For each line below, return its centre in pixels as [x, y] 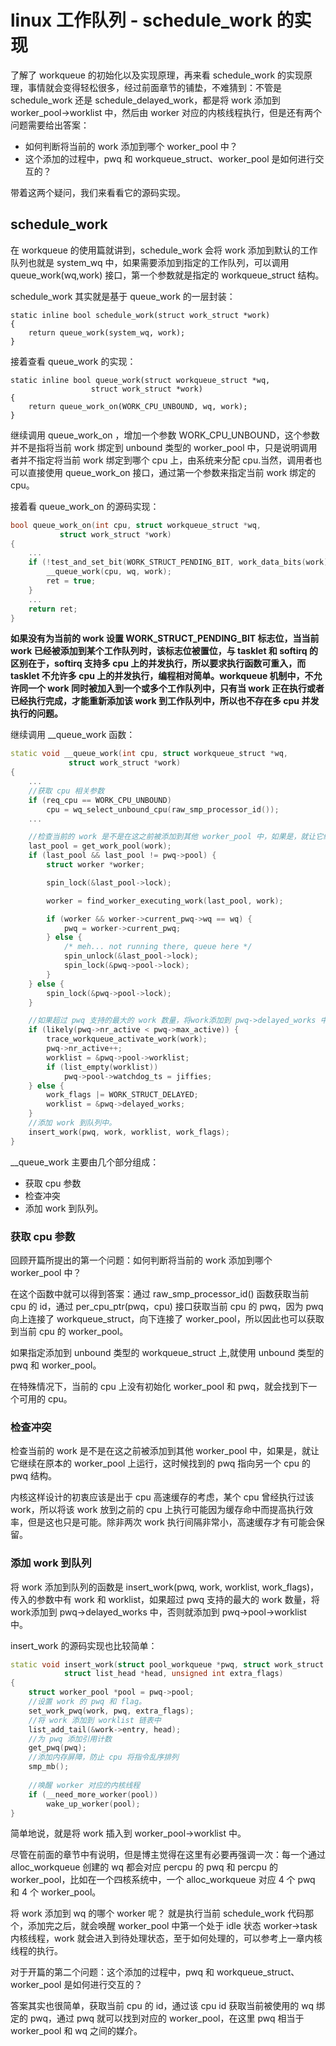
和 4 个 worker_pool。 [56, 1892]
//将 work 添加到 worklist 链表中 [95, 1720]
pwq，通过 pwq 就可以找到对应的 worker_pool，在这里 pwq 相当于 [167, 2018]
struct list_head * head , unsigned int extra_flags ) [173, 1674]
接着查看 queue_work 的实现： [73, 361]
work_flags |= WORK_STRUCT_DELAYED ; [122, 1095]
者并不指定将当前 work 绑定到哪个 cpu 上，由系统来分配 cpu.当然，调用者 [162, 460]
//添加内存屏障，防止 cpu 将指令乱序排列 [104, 1757]
